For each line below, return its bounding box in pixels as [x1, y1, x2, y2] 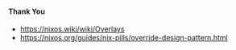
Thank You [8, 6, 46, 16]
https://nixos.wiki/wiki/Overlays [19, 24, 125, 34]
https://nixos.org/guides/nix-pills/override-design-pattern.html [19, 33, 228, 43]
